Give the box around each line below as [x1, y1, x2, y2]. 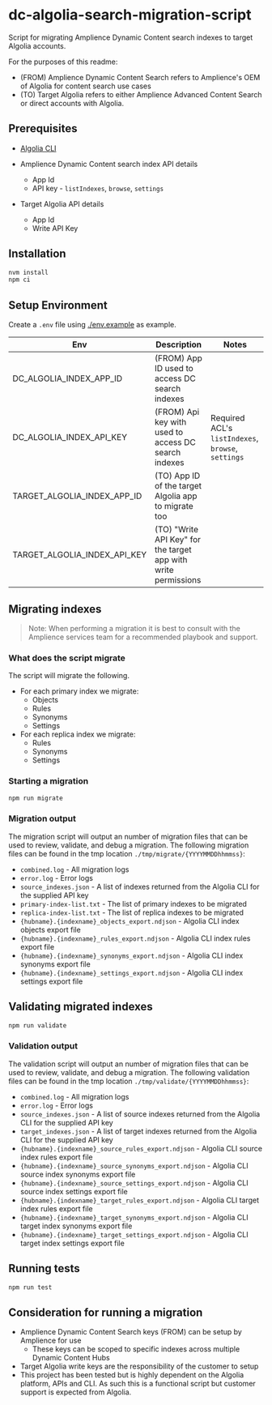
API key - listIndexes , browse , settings [32, 183, 164, 193]
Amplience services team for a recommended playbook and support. [28, 632, 258, 642]
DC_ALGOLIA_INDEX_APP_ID [12, 373, 123, 384]
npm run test [8, 1283, 53, 1292]
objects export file [19, 925, 81, 934]
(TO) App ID [154, 470, 201, 481]
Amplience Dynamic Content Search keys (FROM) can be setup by [19, 1327, 243, 1337]
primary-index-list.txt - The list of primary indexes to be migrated [19, 899, 247, 908]
